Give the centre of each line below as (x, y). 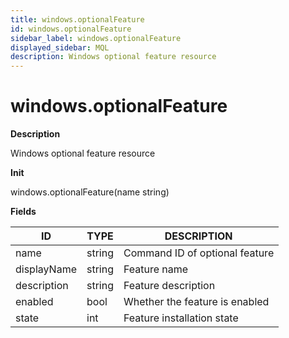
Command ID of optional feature (199, 253)
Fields (23, 212)
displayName (46, 269)
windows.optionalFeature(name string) (90, 192)
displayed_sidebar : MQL (60, 47)
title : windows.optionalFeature (77, 19)
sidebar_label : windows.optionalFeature (96, 38)
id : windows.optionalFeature (71, 29)
